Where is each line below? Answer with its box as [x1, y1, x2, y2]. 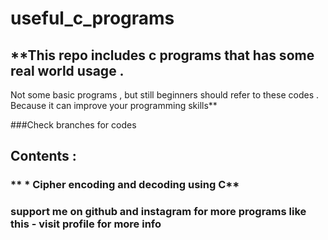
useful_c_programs [10, 7, 175, 30]
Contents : [10, 148, 77, 165]
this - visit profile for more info [10, 217, 162, 231]
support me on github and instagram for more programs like [10, 205, 307, 219]
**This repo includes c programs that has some [10, 47, 315, 64]
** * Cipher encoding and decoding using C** [10, 178, 240, 192]
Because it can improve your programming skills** [10, 100, 218, 111]
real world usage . [10, 62, 125, 79]
